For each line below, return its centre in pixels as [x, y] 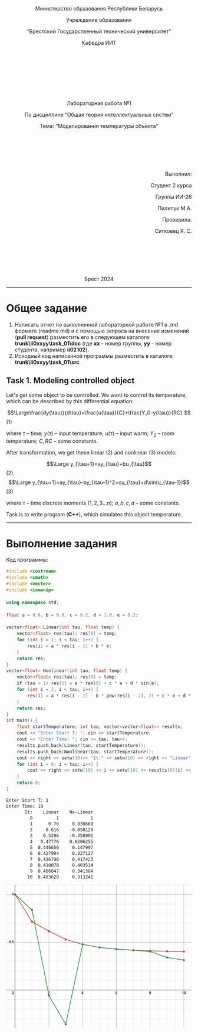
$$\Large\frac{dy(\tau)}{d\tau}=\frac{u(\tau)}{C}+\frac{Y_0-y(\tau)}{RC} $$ [99, 413]
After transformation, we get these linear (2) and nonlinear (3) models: [91, 452]
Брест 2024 [99, 279]
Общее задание [47, 308]
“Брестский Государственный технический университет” [99, 31]
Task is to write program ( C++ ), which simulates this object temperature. [94, 514]
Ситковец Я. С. [173, 231]
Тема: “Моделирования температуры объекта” [99, 126]
